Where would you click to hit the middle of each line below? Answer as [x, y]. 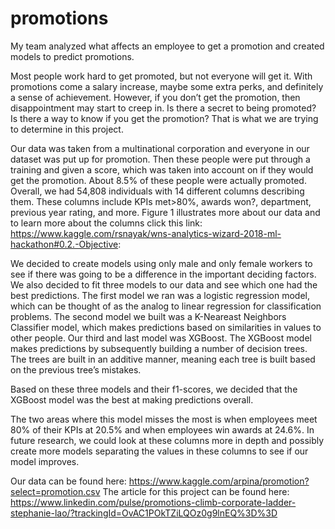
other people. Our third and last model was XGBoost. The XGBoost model [161, 338]
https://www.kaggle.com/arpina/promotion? [219, 481]
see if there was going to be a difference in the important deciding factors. [163, 274]
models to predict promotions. [72, 56]
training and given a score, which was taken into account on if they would [162, 169]
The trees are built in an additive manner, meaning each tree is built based [163, 359]
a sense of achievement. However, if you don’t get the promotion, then [155, 97]
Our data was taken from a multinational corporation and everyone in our [160, 148]
